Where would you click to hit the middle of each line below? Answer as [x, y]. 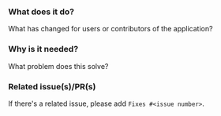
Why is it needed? [43, 49]
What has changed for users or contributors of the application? [110, 29]
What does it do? [41, 12]
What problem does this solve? [58, 66]
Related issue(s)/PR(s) [52, 86]
